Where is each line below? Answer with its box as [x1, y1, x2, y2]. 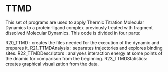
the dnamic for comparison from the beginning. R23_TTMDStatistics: [5, 55, 147, 61]
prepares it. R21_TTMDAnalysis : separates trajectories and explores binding [5, 45, 163, 51]
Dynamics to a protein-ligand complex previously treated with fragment [5, 24, 153, 30]
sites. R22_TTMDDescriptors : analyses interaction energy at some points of [5, 50, 163, 56]
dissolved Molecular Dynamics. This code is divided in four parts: [5, 30, 141, 36]
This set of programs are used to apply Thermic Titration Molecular [5, 19, 144, 25]
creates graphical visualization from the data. [5, 61, 99, 67]
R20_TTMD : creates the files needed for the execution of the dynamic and [5, 39, 160, 45]
